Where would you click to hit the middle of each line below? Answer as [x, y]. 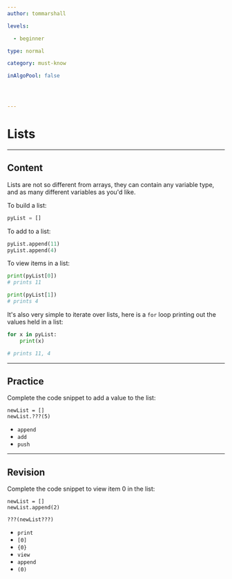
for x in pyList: [32, 334]
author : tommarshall [37, 13]
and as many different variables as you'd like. [71, 192]
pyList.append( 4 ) [32, 250]
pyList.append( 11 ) [33, 244]
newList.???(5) [29, 417]
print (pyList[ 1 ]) [32, 295]
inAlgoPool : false [33, 76]
